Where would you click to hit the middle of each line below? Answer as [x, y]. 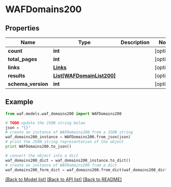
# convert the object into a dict [42, 155]
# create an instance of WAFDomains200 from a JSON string [69, 132]
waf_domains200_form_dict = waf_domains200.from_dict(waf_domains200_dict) [87, 170]
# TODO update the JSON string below [45, 123]
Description [135, 42]
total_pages [22, 59]
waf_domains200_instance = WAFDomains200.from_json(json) [68, 137]
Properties [22, 28]
